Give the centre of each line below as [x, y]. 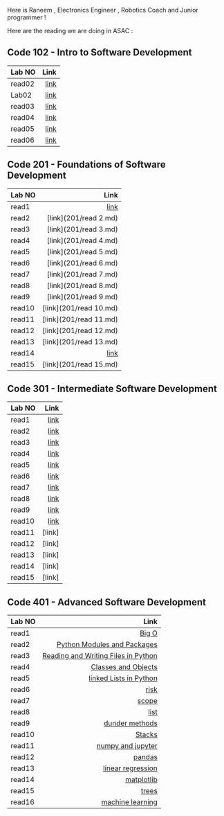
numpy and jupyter [127, 746]
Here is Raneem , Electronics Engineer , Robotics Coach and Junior [103, 10]
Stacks [146, 735]
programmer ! [27, 17]
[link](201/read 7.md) [83, 274]
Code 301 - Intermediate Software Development [112, 389]
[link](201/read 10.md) [81, 308]
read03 [22, 106]
